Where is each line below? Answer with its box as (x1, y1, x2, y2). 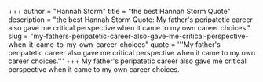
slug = (8, 31, 29, 41)
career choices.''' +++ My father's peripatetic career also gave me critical (8, 56, 247, 66)
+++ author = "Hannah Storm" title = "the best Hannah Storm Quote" (8, 7, 232, 16)
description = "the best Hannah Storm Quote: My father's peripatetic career (8, 15, 254, 24)
